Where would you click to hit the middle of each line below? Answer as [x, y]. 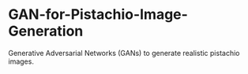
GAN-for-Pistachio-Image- [98, 15]
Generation [46, 31]
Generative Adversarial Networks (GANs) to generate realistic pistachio [124, 53]
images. [21, 61]
